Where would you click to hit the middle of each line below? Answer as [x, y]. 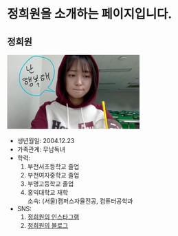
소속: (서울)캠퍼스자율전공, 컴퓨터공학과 [80, 201]
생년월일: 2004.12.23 [46, 141]
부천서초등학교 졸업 [53, 167]
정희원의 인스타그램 [53, 217]
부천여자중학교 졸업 [53, 175]
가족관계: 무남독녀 [41, 149]
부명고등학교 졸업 [51, 184]
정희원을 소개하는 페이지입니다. [90, 14]
